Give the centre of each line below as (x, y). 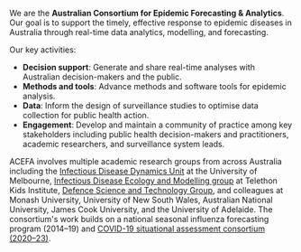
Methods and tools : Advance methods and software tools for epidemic (154, 86)
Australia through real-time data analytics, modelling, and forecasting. (139, 32)
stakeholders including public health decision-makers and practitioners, (155, 134)
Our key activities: (43, 50)
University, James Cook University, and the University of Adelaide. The (141, 210)
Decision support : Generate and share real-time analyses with (138, 67)
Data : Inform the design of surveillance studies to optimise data (140, 106)
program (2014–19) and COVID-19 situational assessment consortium (137, 229)
